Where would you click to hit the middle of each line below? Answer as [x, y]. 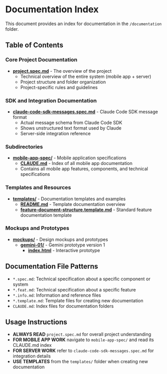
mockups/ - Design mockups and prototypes [60, 239]
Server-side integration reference [55, 133]
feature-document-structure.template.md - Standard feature [86, 210]
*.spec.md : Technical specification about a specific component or [81, 279]
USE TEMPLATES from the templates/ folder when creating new [80, 362]
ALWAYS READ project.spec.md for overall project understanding [82, 335]
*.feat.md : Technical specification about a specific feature [74, 289]
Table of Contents [34, 45]
